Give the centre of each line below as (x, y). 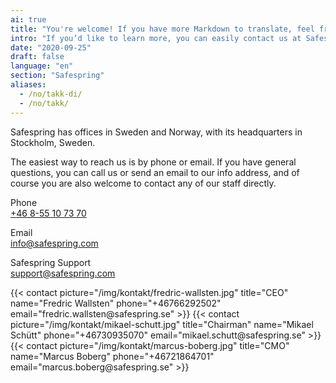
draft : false (37, 57)
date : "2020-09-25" (51, 47)
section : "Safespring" (57, 76)
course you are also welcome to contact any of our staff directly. (143, 183)
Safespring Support (51, 262)
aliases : (28, 85)
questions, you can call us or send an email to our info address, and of (155, 172)
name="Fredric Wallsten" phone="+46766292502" (116, 303)
